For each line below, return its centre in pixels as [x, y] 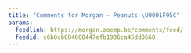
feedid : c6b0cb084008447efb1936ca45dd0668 [85, 37]
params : [21, 23]
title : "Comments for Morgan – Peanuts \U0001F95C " [94, 15]
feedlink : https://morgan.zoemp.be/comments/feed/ [99, 30]
